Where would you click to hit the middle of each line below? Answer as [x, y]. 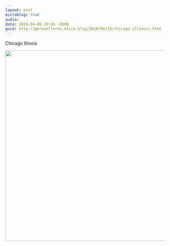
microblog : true [22, 15]
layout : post [19, 10]
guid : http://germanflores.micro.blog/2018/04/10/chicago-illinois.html [83, 29]
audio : [12, 19]
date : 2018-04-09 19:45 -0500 [37, 24]
